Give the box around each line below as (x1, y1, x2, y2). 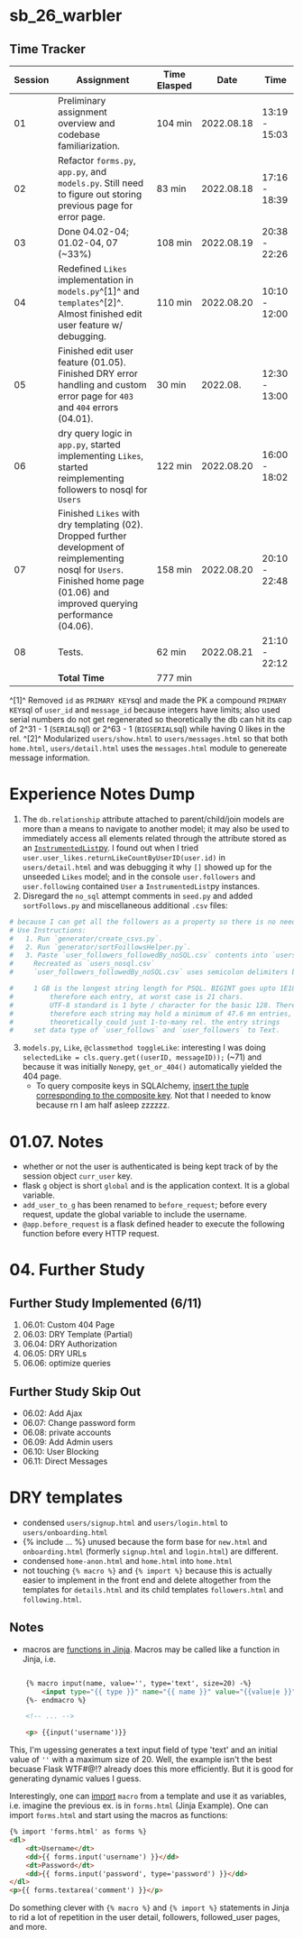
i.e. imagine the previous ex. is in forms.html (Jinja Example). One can (9, 1800, 269, 1811)
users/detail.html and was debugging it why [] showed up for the (22, 861, 272, 872)
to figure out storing (58, 188, 142, 200)
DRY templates (9, 1487, 124, 1508)
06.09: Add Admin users (22, 1437, 114, 1447)
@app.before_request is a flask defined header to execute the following (22, 1218, 286, 1229)
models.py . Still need (58, 177, 144, 189)
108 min (156, 236, 192, 249)
